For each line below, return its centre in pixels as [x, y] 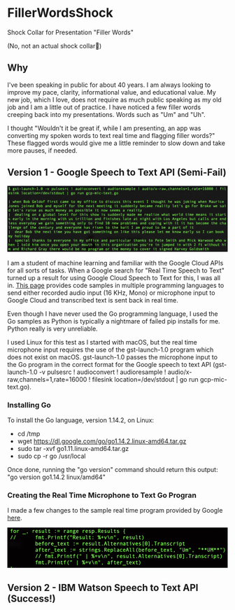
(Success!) [31, 598]
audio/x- [180, 372]
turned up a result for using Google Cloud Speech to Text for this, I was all [114, 277]
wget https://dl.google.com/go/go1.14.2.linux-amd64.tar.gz [102, 441]
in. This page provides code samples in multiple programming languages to [116, 285]
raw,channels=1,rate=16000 [47, 379]
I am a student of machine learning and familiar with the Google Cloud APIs [115, 263]
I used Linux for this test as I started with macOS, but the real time [102, 342]
